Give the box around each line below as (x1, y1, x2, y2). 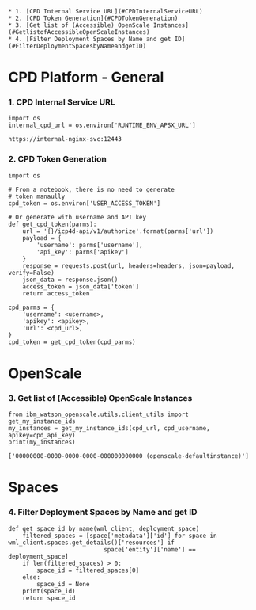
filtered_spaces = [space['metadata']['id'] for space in (22, 532, 217, 539)
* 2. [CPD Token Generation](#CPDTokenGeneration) (8, 14, 179, 22)
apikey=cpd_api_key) (8, 432, 77, 440)
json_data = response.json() (22, 276, 119, 284)
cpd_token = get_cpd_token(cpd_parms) (8, 337, 136, 346)
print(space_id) (22, 587, 77, 595)
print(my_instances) (8, 438, 77, 447)
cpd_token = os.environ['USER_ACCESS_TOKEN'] (8, 199, 160, 208)
